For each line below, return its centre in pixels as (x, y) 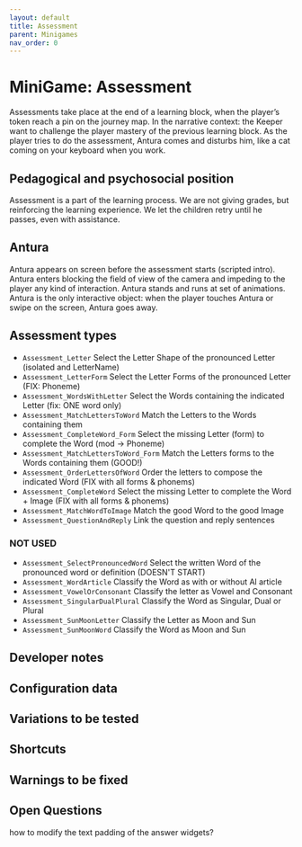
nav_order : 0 (34, 43)
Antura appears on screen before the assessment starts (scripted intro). (142, 269)
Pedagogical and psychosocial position (122, 178)
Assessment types (63, 336)
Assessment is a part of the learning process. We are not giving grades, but (149, 200)
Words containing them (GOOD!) (82, 462)
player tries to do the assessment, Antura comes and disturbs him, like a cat (150, 141)
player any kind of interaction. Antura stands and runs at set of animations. (147, 288)
